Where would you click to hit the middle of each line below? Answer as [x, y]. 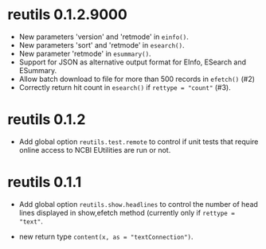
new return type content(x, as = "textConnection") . [106, 236]
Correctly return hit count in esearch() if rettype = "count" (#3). [125, 87]
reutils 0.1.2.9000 [68, 15]
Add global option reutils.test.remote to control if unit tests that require [139, 142]
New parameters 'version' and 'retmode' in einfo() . [104, 37]
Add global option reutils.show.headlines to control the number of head [138, 204]
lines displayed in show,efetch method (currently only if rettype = [127, 212]
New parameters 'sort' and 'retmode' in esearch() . [102, 45]
